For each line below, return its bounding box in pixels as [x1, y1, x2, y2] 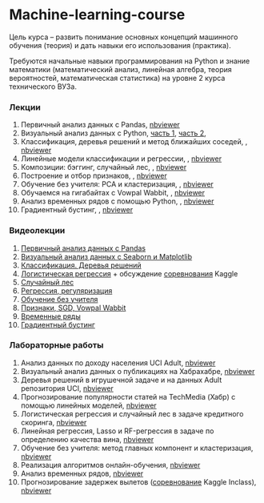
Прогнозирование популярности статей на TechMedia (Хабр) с [20, 392, 236, 401]
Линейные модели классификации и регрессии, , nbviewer [20, 154, 222, 163]
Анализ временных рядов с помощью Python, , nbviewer [20, 196, 214, 206]
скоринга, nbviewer [20, 417, 87, 427]
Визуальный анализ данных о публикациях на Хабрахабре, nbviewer [20, 366, 255, 376]
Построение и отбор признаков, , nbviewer [20, 171, 167, 181]
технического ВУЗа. [9, 82, 77, 91]
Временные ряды [20, 311, 81, 321]
